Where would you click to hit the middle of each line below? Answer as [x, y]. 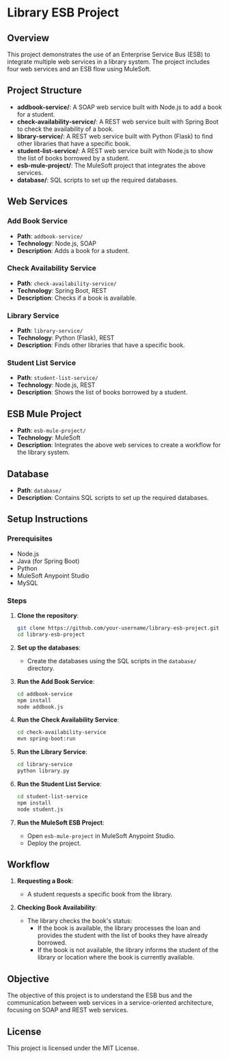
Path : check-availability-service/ [67, 283]
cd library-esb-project [51, 634]
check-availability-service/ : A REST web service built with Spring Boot [118, 121]
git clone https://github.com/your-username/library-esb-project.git [118, 628]
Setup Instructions [48, 519]
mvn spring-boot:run [46, 739]
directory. [41, 668]
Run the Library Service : [52, 752]
